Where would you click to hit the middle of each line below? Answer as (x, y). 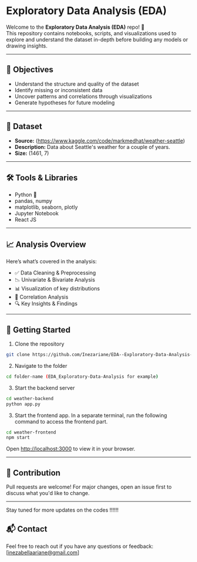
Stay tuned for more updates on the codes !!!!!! (62, 510)
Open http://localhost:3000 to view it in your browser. (71, 449)
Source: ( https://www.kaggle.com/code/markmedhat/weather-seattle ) (100, 140)
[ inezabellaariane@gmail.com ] (43, 552)
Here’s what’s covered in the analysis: (52, 262)
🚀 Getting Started (38, 330)
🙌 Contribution (33, 473)
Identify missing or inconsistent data (58, 90)
